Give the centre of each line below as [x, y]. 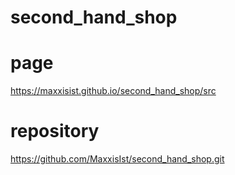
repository [55, 131]
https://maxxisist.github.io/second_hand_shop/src [113, 91]
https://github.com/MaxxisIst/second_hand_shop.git [117, 159]
